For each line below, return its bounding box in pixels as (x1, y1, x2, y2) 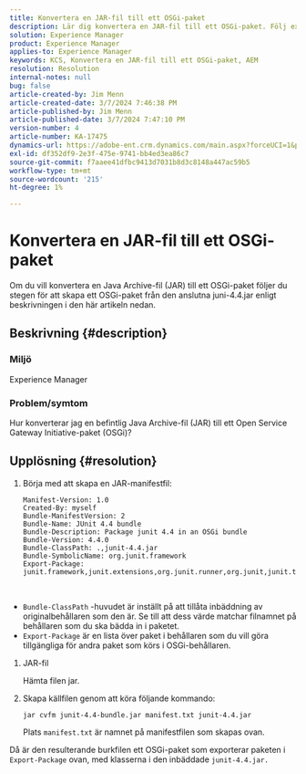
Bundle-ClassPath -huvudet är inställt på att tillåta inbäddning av (22, 601, 263, 612)
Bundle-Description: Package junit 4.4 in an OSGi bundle (22, 527, 248, 537)
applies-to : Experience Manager (9, 47, 132, 57)
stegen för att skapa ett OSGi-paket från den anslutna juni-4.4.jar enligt (9, 289, 277, 301)
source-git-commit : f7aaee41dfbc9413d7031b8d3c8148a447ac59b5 (9, 157, 250, 167)
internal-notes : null (9, 73, 92, 82)
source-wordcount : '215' (9, 174, 104, 183)
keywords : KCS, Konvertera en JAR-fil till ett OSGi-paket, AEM (9, 56, 259, 65)
